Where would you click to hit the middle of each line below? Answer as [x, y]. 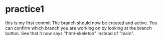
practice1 [25, 9]
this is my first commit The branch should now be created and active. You [81, 23]
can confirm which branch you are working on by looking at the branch [78, 28]
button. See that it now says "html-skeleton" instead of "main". [70, 33]
